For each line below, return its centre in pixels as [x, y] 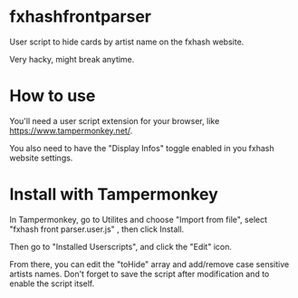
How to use [53, 96]
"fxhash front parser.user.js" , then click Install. [97, 229]
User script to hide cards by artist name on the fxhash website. [127, 42]
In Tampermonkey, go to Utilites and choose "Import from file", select [139, 219]
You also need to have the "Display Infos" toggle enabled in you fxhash [142, 148]
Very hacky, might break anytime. [72, 59]
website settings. [41, 158]
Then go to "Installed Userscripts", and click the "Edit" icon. [121, 246]
